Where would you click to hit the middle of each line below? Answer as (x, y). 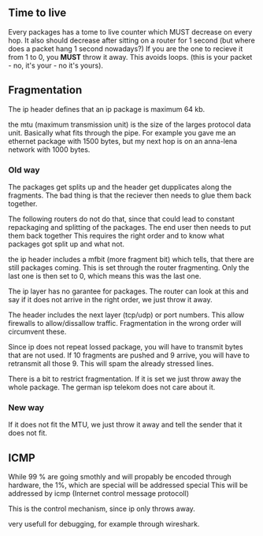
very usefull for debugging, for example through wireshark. (104, 524)
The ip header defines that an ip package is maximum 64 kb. (107, 109)
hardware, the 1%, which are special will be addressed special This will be (128, 485)
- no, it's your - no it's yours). (56, 65)
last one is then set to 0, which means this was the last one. (105, 275)
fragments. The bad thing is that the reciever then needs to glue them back (130, 195)
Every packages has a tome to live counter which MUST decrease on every (130, 31)
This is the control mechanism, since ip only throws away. (102, 509)
